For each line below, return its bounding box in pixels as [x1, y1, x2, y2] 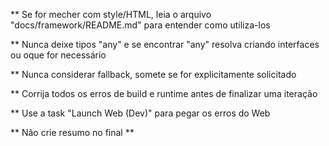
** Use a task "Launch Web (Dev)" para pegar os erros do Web [10, 107, 271, 119]
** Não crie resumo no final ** [10, 127, 135, 138]
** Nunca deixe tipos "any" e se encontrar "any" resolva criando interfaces [10, 39, 320, 50]
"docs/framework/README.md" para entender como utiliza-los [10, 19, 271, 31]
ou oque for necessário [10, 49, 107, 61]
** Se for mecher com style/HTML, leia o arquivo [10, 9, 212, 20]
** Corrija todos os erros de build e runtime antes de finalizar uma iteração [10, 88, 318, 99]
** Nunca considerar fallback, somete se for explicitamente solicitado [10, 69, 297, 80]
